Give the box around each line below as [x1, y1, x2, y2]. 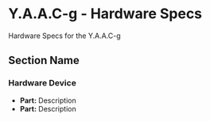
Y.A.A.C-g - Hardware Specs [8, 5, 203, 23]
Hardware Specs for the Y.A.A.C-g [8, 31, 121, 40]
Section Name [8, 54, 80, 67]
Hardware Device [8, 78, 77, 89]
